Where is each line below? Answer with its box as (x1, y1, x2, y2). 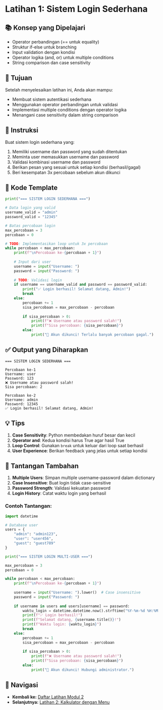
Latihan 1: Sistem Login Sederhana (5, 3, 148, 15)
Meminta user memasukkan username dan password (12, 154, 119, 160)
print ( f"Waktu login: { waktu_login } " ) (22, 622, 102, 627)
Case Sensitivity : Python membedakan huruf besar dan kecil (12, 432, 136, 438)
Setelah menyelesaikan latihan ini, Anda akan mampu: (5, 87, 113, 92)
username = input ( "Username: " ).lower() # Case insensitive (14, 590, 141, 595)
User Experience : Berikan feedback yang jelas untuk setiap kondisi (12, 448, 148, 454)
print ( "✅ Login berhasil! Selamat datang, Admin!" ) (22, 287, 131, 292)
